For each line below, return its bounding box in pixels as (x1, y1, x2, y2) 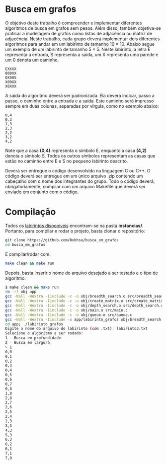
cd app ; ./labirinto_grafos (5, 321, 64, 326)
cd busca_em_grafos (5, 242, 46, 247)
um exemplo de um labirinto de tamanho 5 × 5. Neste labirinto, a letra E (5, 46, 151, 52)
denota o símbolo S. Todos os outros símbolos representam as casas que (5, 153, 156, 158)
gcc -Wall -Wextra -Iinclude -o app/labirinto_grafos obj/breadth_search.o (5, 317, 166, 322)
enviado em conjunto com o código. (5, 189, 79, 195)
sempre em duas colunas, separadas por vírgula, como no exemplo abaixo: (5, 103, 159, 109)
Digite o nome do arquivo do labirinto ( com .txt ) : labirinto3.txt (5, 326, 148, 331)
